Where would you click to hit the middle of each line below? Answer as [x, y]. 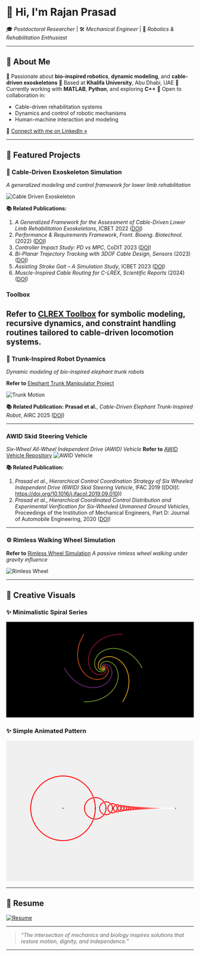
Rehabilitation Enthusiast [37, 38]
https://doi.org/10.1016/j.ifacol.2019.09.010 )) [68, 494]
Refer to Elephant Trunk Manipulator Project [60, 383]
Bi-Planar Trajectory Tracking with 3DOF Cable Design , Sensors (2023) [103, 254]
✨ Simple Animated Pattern [46, 730]
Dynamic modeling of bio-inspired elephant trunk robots [75, 372]
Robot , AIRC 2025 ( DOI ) [35, 415]
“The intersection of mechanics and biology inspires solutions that [102, 935]
